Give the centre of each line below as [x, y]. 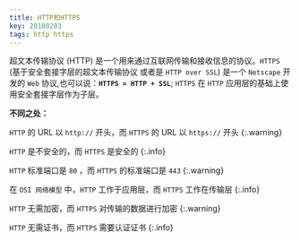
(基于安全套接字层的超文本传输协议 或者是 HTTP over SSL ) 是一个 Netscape [145, 72]
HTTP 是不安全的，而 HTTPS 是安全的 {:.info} [88, 151]
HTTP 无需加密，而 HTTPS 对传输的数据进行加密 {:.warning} [115, 209]
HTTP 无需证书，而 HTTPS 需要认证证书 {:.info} [92, 228]
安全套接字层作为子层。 [60, 94]
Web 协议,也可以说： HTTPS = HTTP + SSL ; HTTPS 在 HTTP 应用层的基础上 [154, 83]
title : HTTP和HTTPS [45, 17]
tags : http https [42, 34]
